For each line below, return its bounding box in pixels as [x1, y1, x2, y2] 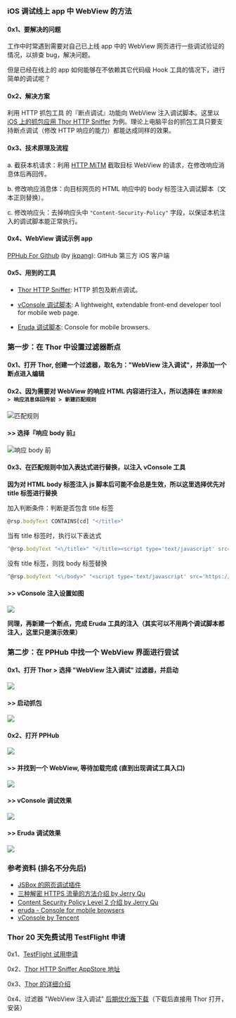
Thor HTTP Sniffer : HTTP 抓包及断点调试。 [17, 285, 142, 294]
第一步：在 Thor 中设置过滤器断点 [7, 342, 122, 352]
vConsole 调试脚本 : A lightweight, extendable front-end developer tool [17, 300, 221, 308]
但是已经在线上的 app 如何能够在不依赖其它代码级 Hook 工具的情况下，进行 [7, 65, 225, 74]
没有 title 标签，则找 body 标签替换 [7, 559, 107, 567]
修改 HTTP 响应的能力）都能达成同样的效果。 [44, 126, 176, 135]
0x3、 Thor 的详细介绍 [7, 979, 72, 988]
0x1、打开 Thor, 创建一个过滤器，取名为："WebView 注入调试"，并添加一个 [7, 360, 227, 370]
